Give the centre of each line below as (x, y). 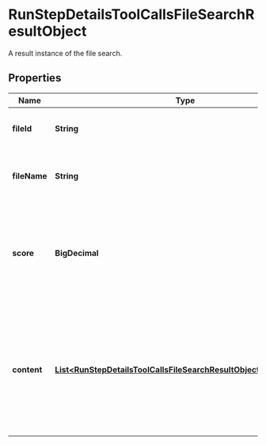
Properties (35, 78)
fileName (30, 175)
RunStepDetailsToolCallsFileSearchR (131, 15)
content (27, 369)
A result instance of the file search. (65, 53)
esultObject (47, 31)
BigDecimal (77, 253)
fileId (22, 128)
